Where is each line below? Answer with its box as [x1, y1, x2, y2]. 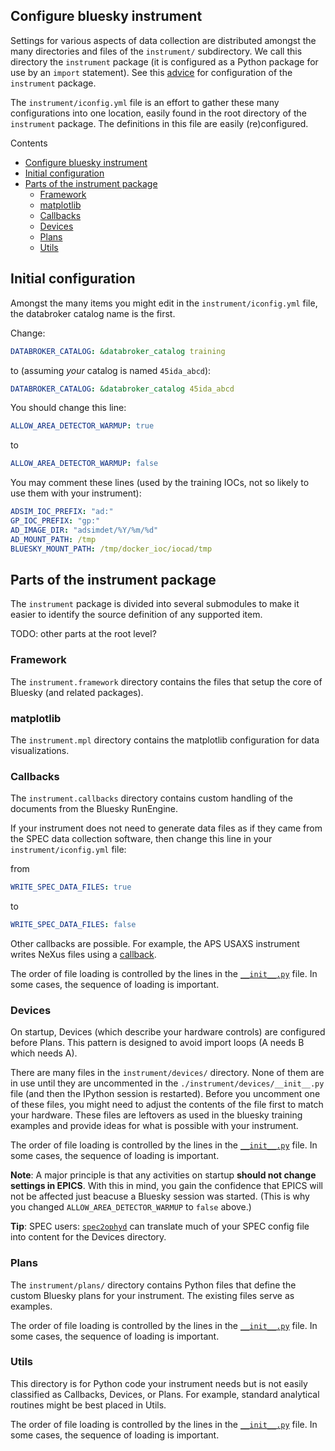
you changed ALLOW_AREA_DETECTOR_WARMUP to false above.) [10, 1201, 252, 1213]
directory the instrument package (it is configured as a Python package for [10, 55, 319, 68]
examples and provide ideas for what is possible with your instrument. [10, 1120, 299, 1132]
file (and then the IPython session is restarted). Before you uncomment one [10, 1088, 321, 1100]
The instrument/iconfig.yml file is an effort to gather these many [10, 96, 280, 108]
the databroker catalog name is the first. [10, 307, 176, 319]
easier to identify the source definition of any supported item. [10, 609, 263, 621]
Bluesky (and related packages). [10, 686, 144, 698]
